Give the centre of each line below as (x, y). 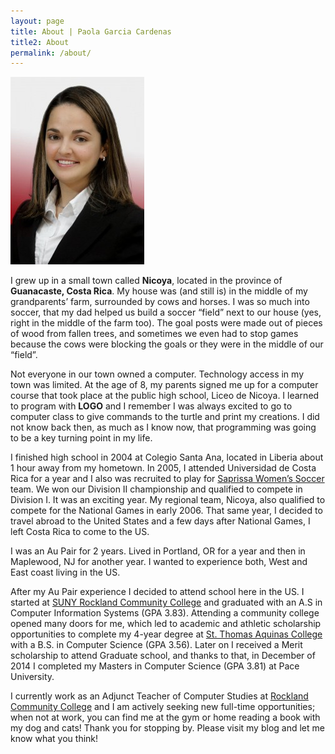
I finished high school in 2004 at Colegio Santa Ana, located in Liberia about (167, 457)
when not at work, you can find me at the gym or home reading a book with (165, 717)
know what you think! (54, 739)
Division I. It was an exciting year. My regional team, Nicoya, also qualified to (168, 500)
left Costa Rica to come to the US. (80, 532)
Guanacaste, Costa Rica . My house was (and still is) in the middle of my (159, 291)
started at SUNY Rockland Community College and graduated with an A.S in (166, 602)
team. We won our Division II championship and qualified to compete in (156, 489)
